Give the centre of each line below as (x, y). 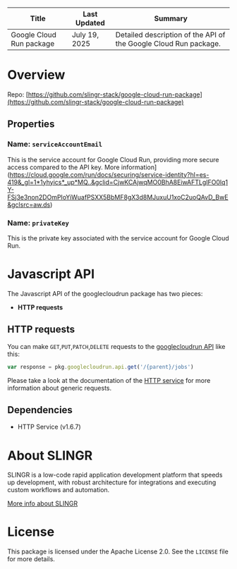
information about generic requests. (60, 388)
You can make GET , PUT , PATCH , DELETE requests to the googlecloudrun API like (116, 346)
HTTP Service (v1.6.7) (49, 427)
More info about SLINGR (43, 503)
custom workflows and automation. (59, 490)
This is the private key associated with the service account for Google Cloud (118, 238)
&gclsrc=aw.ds (29, 204)
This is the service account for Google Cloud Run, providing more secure (114, 159)
